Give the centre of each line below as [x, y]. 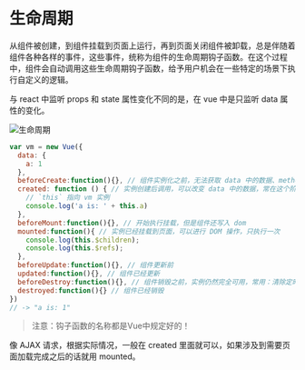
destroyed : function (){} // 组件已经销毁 [91, 290]
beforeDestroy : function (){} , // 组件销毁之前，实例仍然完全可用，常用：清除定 [155, 282]
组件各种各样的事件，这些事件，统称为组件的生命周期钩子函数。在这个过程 [148, 56]
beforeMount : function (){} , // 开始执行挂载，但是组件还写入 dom [132, 223]
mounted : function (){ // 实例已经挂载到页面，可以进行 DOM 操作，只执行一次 [149, 231]
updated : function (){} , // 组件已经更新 [89, 274]
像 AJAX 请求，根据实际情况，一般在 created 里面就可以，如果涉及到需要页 [150, 345]
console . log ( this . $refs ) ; [75, 248]
